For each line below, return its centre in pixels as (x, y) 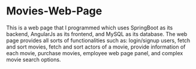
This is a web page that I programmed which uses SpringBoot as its (90, 28)
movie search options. (34, 59)
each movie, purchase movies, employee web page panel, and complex (95, 53)
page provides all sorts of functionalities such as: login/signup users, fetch (98, 40)
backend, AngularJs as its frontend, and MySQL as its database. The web (97, 34)
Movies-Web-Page (54, 11)
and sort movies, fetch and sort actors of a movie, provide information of (96, 47)
